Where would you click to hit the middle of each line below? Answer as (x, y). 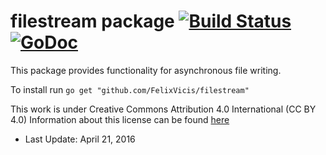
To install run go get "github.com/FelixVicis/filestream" (130, 89)
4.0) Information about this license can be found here (120, 119)
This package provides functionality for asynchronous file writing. (146, 70)
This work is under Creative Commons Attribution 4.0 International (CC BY (163, 109)
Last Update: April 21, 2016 (80, 139)
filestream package (92, 21)
